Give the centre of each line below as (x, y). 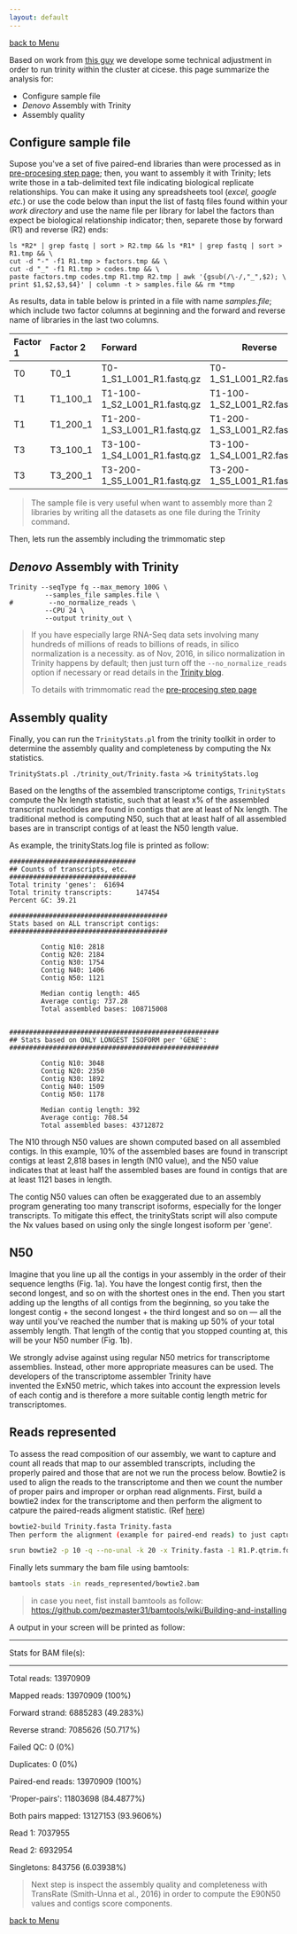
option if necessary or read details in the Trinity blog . (127, 673)
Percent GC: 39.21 (43, 901)
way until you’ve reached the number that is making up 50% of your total (142, 1321)
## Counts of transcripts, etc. (69, 870)
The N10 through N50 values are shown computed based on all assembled (145, 1142)
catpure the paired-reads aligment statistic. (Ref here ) (107, 1510)
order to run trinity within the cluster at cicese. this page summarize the (139, 69)
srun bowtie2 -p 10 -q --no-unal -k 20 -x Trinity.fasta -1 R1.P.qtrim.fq (150, 1551)
